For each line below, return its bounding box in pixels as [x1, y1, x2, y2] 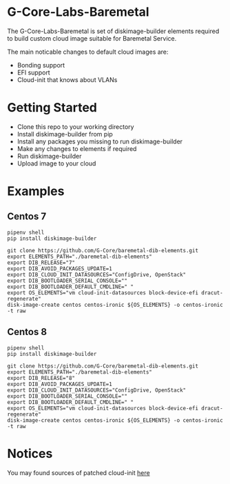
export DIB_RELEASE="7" [7, 259, 76, 266]
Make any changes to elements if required [17, 144, 137, 152]
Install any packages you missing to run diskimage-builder [17, 137, 183, 145]
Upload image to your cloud [17, 159, 96, 168]
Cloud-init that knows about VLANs [17, 75, 118, 83]
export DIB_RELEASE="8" [7, 374, 76, 381]
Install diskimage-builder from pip [17, 130, 114, 138]
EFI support [17, 68, 50, 77]
